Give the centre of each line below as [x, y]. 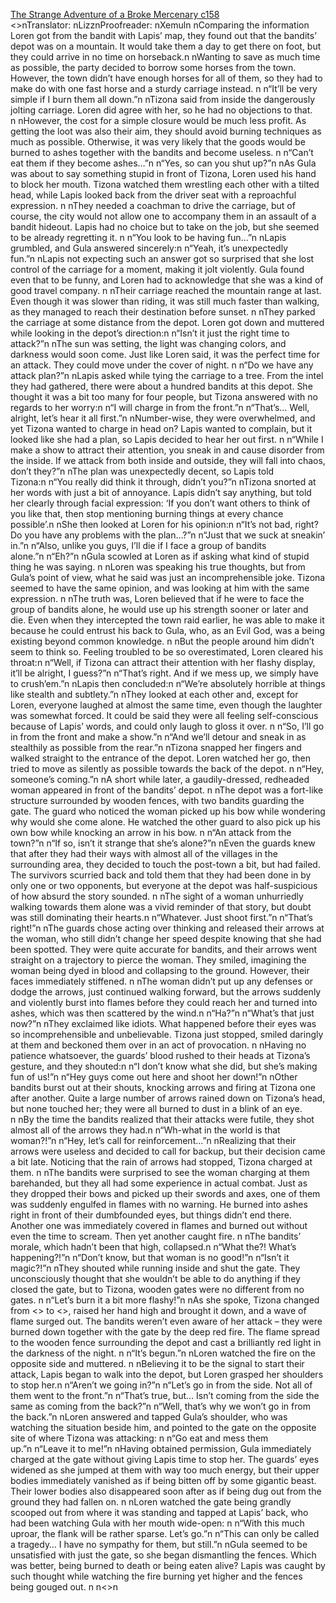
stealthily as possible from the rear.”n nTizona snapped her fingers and [156, 747]
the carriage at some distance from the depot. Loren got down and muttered [167, 322]
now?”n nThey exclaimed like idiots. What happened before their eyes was [163, 1023]
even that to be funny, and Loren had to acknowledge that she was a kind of [167, 280]
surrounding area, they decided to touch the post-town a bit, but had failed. [165, 864]
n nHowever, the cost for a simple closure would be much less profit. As [158, 120]
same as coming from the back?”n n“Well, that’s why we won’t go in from [160, 1406]
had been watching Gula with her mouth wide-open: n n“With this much [157, 1523]
